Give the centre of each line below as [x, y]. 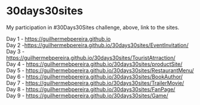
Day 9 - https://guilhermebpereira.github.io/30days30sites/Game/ [87, 96]
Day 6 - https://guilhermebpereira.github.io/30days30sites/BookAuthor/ [95, 77]
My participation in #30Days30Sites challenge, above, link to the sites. [93, 27]
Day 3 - [16, 51]
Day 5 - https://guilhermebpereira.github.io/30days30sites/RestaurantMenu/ [100, 70]
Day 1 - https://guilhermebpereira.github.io [59, 39]
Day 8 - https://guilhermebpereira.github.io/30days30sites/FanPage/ [91, 89]
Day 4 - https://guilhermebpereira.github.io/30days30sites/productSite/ [94, 64]
